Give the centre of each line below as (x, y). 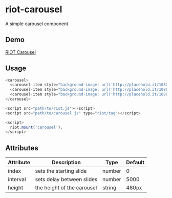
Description (66, 163)
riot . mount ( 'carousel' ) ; (36, 127)
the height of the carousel (66, 188)
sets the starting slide (61, 171)
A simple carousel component (37, 24)
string (109, 188)
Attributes (22, 148)
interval (17, 180)
